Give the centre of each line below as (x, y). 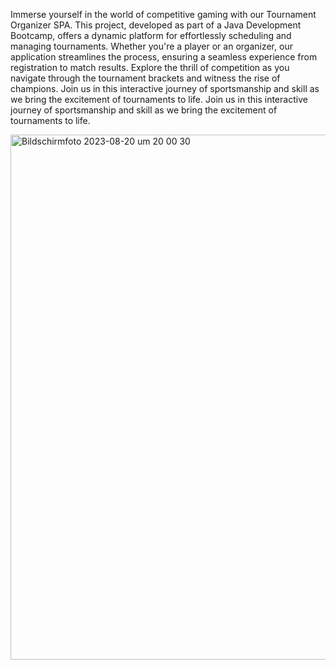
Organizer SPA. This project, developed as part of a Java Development (156, 25)
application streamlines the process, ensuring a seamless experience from (164, 57)
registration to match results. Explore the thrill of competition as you (150, 67)
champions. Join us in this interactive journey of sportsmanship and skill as (165, 88)
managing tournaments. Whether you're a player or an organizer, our (151, 46)
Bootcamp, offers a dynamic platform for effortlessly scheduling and (151, 35)
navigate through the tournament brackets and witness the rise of (145, 78)
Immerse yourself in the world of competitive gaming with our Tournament (163, 14)
